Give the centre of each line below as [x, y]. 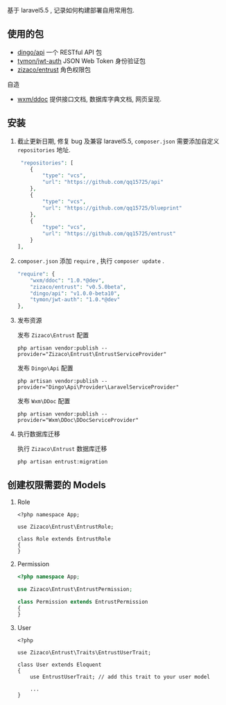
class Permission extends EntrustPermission [82, 602]
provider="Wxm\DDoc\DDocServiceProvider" [78, 421]
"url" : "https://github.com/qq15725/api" [103, 182]
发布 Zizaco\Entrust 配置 [53, 335]
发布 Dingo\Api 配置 [45, 368]
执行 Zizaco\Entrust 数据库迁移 [62, 449]
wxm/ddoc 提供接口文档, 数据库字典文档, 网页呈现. [89, 99]
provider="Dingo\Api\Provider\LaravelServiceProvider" [98, 387]
